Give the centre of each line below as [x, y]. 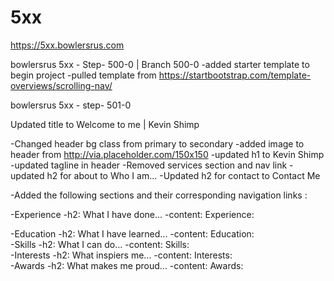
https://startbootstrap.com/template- [235, 75]
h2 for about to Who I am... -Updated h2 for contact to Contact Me [183, 175]
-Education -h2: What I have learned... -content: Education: [132, 233]
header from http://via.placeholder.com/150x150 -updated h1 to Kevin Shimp [167, 154]
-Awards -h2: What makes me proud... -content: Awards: [127, 265]
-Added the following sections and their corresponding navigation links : [159, 195]
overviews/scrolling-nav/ [61, 85]
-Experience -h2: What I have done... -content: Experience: [132, 214]
